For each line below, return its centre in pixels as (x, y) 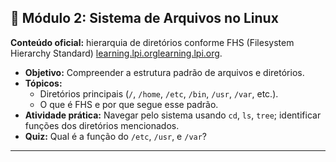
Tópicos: (43, 83)
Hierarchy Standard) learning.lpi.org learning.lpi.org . (116, 53)
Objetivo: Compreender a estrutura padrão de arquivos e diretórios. (164, 72)
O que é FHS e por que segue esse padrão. (129, 104)
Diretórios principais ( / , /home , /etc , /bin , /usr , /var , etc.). (159, 93)
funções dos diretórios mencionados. (102, 125)
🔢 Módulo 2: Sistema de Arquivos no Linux (144, 18)
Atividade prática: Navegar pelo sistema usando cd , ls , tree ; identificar (173, 115)
